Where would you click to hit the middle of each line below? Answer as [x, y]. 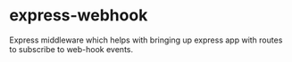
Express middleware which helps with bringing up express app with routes [146, 40]
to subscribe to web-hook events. [71, 49]
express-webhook [79, 15]
